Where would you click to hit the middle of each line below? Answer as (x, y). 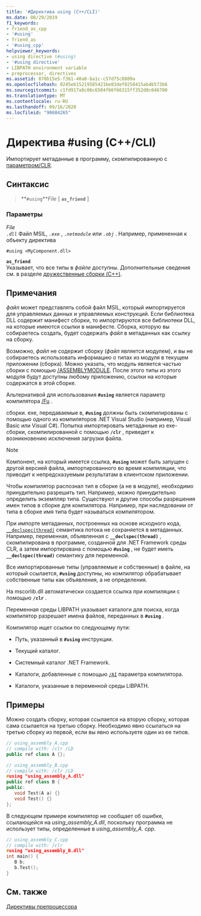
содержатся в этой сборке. (41, 383)
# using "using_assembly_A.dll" (45, 776)
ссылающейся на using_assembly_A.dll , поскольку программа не (89, 822)
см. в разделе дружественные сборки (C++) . (64, 274)
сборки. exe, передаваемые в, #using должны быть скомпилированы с (97, 413)
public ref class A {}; (36, 754)
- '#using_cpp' (25, 46)
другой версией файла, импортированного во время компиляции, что (96, 468)
